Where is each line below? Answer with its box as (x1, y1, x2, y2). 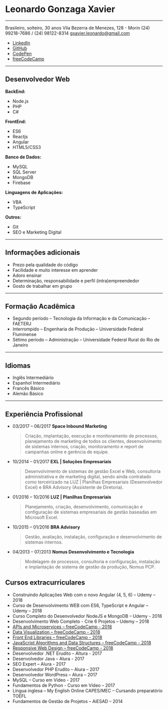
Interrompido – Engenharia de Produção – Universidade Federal (12, 326, 143, 332)
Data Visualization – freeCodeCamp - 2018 (12, 629, 100, 635)
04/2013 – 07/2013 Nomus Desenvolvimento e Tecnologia (12, 549, 134, 555)
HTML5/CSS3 (12, 144, 41, 150)
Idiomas (5, 361, 31, 370)
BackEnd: (5, 88, 26, 94)
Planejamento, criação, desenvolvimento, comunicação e (24, 504, 143, 509)
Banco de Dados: (5, 154, 41, 160)
